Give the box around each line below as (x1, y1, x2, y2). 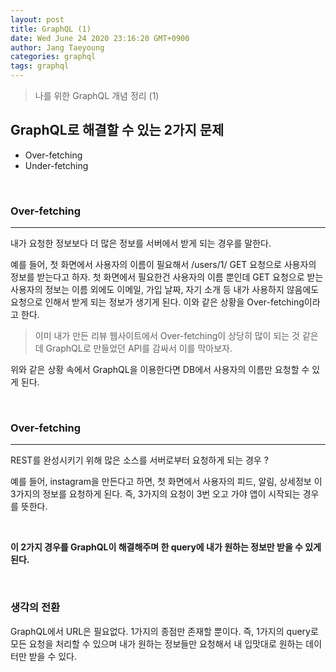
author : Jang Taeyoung (10, 42, 105, 53)
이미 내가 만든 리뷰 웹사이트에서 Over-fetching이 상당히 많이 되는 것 (34, 330, 300, 342)
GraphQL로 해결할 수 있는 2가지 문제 (10, 122, 225, 139)
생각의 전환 (10, 601, 61, 615)
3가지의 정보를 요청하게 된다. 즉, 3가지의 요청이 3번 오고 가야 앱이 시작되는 (10, 488, 301, 500)
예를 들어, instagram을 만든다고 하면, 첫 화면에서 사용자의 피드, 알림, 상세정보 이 (10, 476, 323, 488)
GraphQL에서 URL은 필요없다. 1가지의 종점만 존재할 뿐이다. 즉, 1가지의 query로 (10, 625, 319, 637)
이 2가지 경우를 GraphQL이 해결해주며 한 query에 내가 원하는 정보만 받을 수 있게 (10, 541, 322, 553)
